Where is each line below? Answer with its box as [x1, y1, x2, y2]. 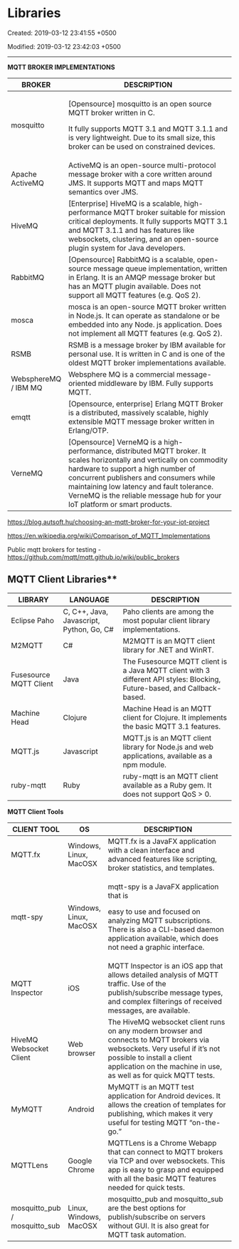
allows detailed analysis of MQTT [107, 970, 219, 980]
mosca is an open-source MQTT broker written [68, 301, 227, 311]
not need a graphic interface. [107, 942, 205, 952]
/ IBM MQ [11, 382, 43, 392]
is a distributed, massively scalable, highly [68, 407, 208, 417]
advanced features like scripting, [107, 854, 218, 864]
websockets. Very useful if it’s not [107, 1043, 221, 1053]
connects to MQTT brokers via [107, 1035, 210, 1045]
